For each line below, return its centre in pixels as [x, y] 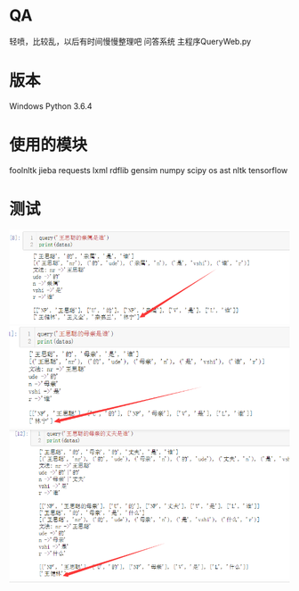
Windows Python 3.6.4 [51, 106]
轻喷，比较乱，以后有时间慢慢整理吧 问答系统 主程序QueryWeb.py [130, 41]
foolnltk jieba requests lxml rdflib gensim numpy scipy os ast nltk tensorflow [149, 170]
